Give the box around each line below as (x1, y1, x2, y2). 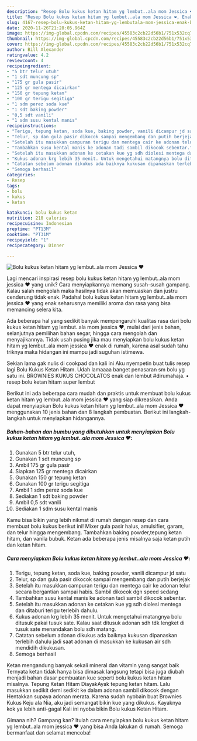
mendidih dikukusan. (15, 644, 66, 651)
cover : (6, 42, 23, 47)
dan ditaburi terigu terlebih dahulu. (15, 607, 99, 614)
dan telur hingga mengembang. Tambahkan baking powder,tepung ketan (6, 529, 182, 536)
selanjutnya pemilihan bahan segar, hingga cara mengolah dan (6, 330, 157, 337)
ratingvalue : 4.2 (6, 52, 49, 58)
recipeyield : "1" (6, 237, 49, 243)
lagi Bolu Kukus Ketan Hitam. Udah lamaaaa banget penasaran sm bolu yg (6, 366, 185, 373)
